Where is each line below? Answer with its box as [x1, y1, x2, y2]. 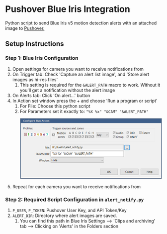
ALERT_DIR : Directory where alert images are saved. [12, 213, 117, 219]
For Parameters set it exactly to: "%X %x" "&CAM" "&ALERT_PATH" [19, 108, 149, 114]
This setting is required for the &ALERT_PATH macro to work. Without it [19, 82, 161, 88]
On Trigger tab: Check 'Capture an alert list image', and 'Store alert [12, 71, 150, 77]
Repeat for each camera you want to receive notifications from [12, 183, 141, 190]
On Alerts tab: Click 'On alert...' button [12, 92, 90, 98]
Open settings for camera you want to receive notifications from [12, 66, 144, 72]
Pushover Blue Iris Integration [5, 3, 130, 15]
